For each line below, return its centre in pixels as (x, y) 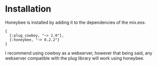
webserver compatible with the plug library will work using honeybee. (75, 58)
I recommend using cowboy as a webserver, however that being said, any (79, 53)
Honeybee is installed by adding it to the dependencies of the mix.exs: (75, 22)
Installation (28, 9)
